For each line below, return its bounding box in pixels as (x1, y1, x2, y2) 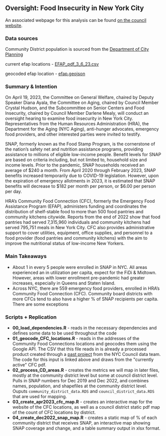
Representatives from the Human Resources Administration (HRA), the (5, 121, 149, 127)
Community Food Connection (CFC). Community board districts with (12, 290, 153, 296)
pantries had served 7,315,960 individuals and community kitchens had (5, 219, 151, 225)
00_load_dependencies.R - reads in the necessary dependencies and (12, 325, 157, 331)
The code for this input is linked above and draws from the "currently (12, 356, 154, 362)
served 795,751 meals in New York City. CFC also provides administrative (5, 225, 155, 231)
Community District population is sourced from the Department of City (5, 46, 149, 52)
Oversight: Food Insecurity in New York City (5, 4, 144, 12)
